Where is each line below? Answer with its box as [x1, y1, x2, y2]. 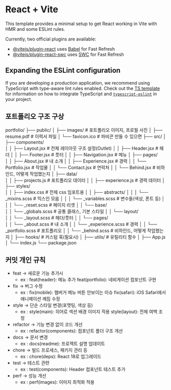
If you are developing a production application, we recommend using [5, 79, 150, 86]
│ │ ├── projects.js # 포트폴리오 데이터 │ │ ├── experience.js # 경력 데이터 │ [5, 177, 165, 183]
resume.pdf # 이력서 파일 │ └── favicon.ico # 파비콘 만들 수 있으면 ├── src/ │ [5, 133, 166, 139]
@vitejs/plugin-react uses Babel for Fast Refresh [12, 46, 115, 52]
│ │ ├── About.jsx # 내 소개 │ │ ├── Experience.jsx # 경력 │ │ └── [5, 158, 146, 164]
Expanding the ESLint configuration [5, 66, 121, 75]
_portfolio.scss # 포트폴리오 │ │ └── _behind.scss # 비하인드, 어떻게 [5, 227, 146, 234]
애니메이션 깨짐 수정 [20, 296, 60, 302]
